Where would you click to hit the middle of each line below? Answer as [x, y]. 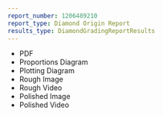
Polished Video [44, 105]
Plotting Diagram [47, 71]
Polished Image [45, 97]
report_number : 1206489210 [53, 16]
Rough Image [41, 79]
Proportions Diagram [53, 62]
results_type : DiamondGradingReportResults [81, 31]
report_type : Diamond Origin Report [69, 23]
